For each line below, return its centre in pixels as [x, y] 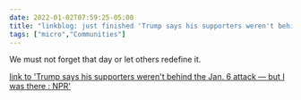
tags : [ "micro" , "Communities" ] [68, 34]
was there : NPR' [40, 87]
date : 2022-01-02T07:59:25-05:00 [72, 17]
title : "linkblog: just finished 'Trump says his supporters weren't [142, 26]
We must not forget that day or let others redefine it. [105, 60]
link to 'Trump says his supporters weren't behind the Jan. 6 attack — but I [147, 77]
